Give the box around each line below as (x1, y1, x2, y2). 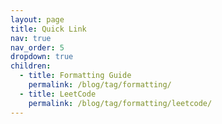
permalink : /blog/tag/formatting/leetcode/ (28, 98, 213, 108)
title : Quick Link (10, 24, 87, 34)
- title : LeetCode (19, 89, 97, 99)
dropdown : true (10, 52, 74, 62)
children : (10, 61, 52, 71)
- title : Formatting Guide (19, 71, 132, 81)
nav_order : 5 (10, 42, 65, 53)
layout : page (10, 14, 65, 25)
